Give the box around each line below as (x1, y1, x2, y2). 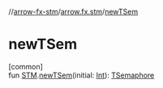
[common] (8, 61, 43, 71)
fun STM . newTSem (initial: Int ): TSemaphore (8, 70, 155, 80)
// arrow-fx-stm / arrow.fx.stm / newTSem (8, 7, 139, 16)
